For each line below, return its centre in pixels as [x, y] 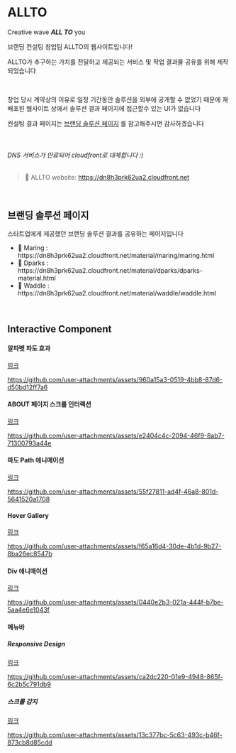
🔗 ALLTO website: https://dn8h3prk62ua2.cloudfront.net [107, 178]
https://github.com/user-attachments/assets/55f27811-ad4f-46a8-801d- [113, 492]
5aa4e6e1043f [29, 610]
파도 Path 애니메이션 [36, 460]
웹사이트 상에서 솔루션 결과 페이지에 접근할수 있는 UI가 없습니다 [113, 108]
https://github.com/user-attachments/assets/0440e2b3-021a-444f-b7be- [116, 602]
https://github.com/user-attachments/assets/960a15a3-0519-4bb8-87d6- [115, 379]
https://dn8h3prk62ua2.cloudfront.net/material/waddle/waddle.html [117, 293]
